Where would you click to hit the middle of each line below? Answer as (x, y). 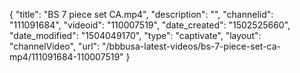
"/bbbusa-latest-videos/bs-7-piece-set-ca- (192, 46)
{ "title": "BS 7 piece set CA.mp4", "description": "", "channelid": (141, 14)
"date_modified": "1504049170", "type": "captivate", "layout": (135, 35)
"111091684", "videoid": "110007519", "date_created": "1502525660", (150, 25)
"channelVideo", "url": (55, 46)
